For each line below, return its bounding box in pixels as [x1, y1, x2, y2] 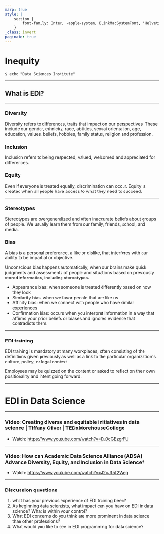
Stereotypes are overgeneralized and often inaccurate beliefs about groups [5, 216, 156, 222]
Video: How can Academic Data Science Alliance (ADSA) [5, 452, 143, 459]
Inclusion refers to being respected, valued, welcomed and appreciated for [5, 154, 155, 160]
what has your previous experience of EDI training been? [12, 498, 126, 504]
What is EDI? [5, 89, 44, 98]
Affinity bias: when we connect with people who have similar [12, 300, 134, 306]
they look [12, 289, 31, 296]
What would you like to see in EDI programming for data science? [12, 524, 143, 530]
